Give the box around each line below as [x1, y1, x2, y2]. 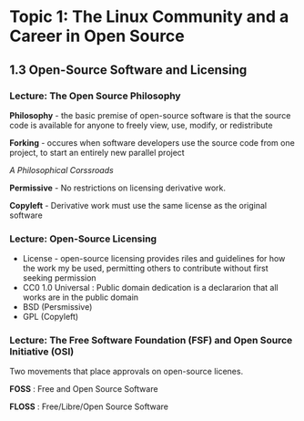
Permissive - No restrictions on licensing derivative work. [9, 182, 226, 193]
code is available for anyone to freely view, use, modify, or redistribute [9, 119, 273, 130]
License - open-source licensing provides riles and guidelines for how [22, 253, 286, 264]
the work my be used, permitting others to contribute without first [22, 262, 269, 274]
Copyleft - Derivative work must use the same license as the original [9, 200, 268, 210]
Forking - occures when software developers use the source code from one [9, 137, 296, 148]
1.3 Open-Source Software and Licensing [9, 62, 248, 77]
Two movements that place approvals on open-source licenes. [9, 366, 244, 377]
